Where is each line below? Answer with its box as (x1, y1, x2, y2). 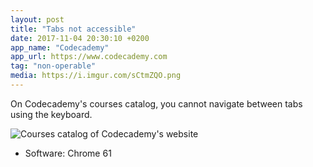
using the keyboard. (10, 108, 93, 120)
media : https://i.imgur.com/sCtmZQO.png (10, 71, 182, 81)
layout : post (10, 14, 65, 25)
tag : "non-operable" (10, 61, 97, 71)
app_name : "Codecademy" (10, 42, 110, 53)
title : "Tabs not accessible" (10, 24, 137, 34)
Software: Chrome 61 (24, 147, 112, 159)
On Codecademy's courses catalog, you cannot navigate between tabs (10, 97, 303, 110)
